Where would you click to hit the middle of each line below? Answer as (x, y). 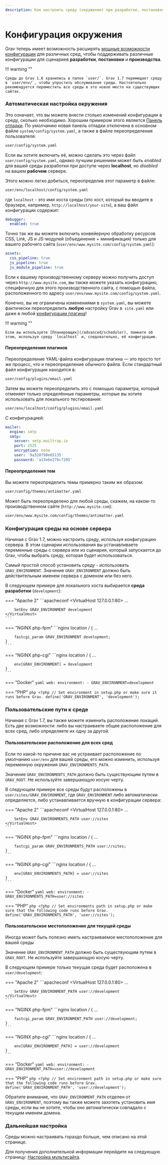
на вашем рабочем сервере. (36, 171)
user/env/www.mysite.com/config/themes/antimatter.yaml (64, 515)
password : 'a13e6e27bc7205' (43, 460)
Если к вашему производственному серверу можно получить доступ (79, 277)
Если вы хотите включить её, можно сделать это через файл (70, 155)
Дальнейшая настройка (36, 1126)
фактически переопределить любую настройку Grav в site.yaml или (79, 308)
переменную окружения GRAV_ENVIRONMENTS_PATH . (57, 764)
